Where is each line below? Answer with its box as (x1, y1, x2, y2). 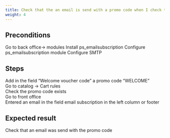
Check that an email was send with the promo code (5, 127, 112, 133)
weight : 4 (5, 12, 26, 17)
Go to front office (5, 94, 41, 100)
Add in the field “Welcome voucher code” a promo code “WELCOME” (5, 78, 150, 84)
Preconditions (5, 31, 51, 39)
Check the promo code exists (5, 88, 67, 95)
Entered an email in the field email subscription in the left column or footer (5, 99, 159, 105)
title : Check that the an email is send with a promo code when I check (5, 7, 162, 13)
